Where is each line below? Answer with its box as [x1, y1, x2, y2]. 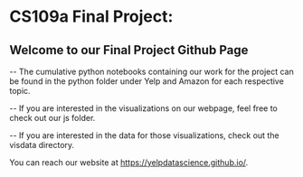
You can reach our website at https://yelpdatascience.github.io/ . [9, 157, 249, 168]
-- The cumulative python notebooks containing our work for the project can [9, 66, 294, 77]
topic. [9, 86, 31, 96]
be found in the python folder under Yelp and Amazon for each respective [9, 76, 285, 87]
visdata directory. [9, 140, 75, 150]
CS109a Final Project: [9, 6, 174, 27]
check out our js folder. [9, 113, 96, 123]
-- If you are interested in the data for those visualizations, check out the [9, 130, 279, 141]
